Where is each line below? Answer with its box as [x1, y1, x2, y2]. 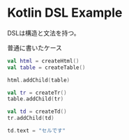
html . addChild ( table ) [7, 77, 70, 84]
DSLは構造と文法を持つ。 [7, 29, 80, 37]
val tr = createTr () [7, 89, 68, 96]
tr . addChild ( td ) [7, 115, 54, 122]
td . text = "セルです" [7, 127, 66, 134]
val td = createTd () [7, 108, 68, 116]
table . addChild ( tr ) [7, 95, 64, 102]
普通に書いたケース [7, 43, 63, 52]
